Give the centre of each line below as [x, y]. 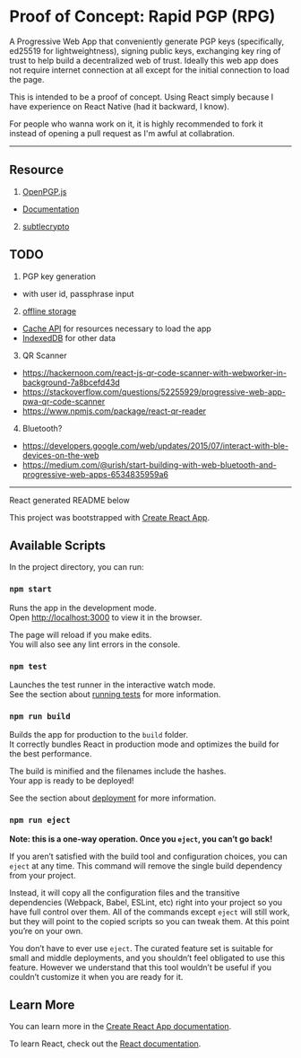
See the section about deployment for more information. [113, 798]
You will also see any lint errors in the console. [95, 644]
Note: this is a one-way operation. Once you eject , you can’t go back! [141, 839]
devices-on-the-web [61, 455]
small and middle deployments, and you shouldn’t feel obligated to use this [147, 957]
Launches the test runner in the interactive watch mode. [113, 685]
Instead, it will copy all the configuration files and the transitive [125, 892]
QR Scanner [44, 355]
